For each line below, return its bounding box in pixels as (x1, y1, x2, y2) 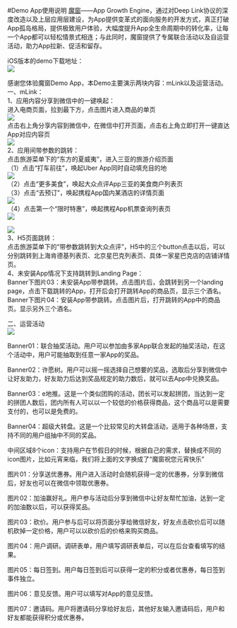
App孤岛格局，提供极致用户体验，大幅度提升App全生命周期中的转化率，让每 (7, 24, 229, 32)
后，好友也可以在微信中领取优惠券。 (7, 479, 113, 487)
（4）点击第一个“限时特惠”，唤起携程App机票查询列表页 (7, 205, 171, 212)
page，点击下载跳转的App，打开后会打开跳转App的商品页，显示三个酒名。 (7, 287, 225, 295)
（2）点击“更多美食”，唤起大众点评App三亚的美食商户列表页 (7, 180, 183, 188)
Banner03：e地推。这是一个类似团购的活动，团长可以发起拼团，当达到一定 (7, 389, 225, 398)
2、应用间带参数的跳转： (7, 146, 80, 154)
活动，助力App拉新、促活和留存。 (7, 42, 106, 50)
